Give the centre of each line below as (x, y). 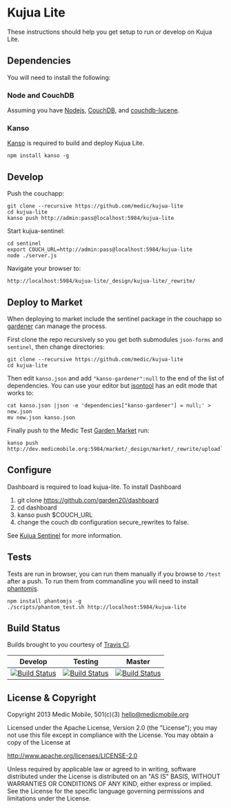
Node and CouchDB (41, 95)
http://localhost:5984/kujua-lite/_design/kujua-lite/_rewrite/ (101, 281)
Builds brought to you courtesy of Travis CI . (69, 645)
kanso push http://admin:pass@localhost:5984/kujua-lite (91, 219)
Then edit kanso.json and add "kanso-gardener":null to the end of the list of (116, 378)
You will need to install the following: (59, 77)
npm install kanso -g (38, 156)
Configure (29, 470)
